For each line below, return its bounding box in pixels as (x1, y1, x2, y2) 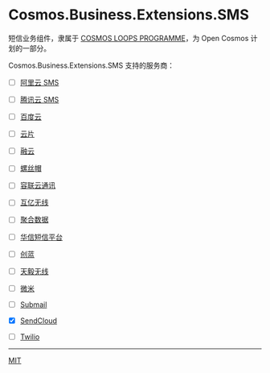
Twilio (19, 332, 40, 342)
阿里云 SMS (19, 77, 59, 87)
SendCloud (19, 316, 58, 325)
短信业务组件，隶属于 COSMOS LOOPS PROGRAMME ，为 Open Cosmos (8, 33, 249, 43)
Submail (19, 300, 47, 309)
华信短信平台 (19, 232, 63, 242)
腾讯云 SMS (19, 95, 59, 104)
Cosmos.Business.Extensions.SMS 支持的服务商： (8, 60, 175, 70)
